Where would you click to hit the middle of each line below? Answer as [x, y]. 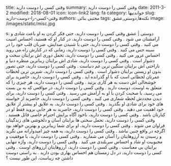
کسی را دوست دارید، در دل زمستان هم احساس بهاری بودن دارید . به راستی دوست [84, 153]
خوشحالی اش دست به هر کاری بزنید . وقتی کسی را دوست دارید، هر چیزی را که [81, 82]
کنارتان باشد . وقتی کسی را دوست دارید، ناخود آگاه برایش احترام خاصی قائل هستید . [86, 115]
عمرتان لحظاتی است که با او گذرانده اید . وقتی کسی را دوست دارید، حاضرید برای [83, 77]
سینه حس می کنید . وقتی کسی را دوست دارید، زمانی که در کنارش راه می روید [80, 50]
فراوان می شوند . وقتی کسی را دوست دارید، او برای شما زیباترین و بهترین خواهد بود [85, 125]
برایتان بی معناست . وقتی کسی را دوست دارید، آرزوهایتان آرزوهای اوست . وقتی [81, 147]
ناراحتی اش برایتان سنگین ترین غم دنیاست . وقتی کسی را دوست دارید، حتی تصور [83, 66]
